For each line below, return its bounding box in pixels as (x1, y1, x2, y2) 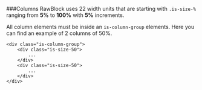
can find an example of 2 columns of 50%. (6, 30, 112, 37)
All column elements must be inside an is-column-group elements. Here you (6, 24, 195, 30)
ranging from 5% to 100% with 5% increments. (6, 11, 125, 19)
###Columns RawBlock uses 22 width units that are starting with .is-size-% (6, 5, 197, 12)
